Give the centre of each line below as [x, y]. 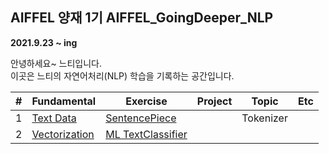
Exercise [146, 101]
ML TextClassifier [146, 134]
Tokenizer [264, 118]
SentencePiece [141, 118]
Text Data [54, 118]
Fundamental [64, 101]
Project [214, 101]
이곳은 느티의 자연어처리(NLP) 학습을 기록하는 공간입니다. [122, 75]
